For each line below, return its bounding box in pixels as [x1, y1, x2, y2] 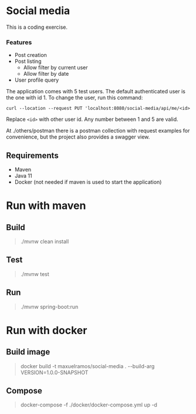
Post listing [14, 58, 42, 65]
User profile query [14, 76, 59, 83]
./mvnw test [20, 270, 50, 277]
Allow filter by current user [23, 64, 88, 71]
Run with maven [6, 199, 86, 213]
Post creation [14, 52, 47, 59]
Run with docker [6, 324, 87, 337]
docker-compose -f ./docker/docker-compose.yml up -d [20, 401, 157, 409]
